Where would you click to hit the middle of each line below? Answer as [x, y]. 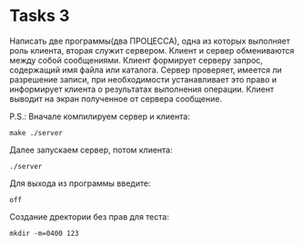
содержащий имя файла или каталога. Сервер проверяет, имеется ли [146, 70]
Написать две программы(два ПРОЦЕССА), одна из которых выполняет [150, 41]
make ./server [36, 132]
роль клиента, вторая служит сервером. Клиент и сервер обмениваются [152, 50]
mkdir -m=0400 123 [44, 233]
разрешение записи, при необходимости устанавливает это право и [143, 79]
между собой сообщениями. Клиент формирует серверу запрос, [136, 60]
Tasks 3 [40, 16]
